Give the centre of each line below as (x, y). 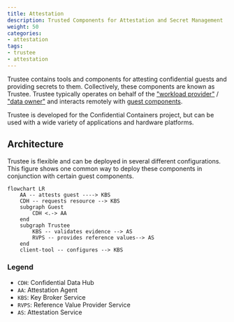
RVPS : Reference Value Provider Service (74, 305)
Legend (20, 268)
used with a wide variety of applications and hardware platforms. (101, 122)
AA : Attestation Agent (47, 290)
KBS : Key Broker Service (51, 297)
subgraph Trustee (45, 225)
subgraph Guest (42, 207)
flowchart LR (26, 189)
